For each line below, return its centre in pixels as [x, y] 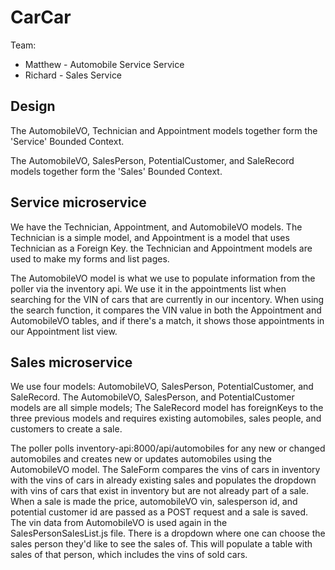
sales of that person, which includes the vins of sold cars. [129, 555]
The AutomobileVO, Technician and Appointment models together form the [164, 130]
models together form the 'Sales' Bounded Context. [116, 171]
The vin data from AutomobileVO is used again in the [119, 523]
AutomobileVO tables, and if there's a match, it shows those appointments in [167, 320]
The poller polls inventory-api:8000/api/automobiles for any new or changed [168, 448]
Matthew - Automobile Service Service [104, 64]
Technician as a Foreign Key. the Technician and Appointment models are [161, 248]
